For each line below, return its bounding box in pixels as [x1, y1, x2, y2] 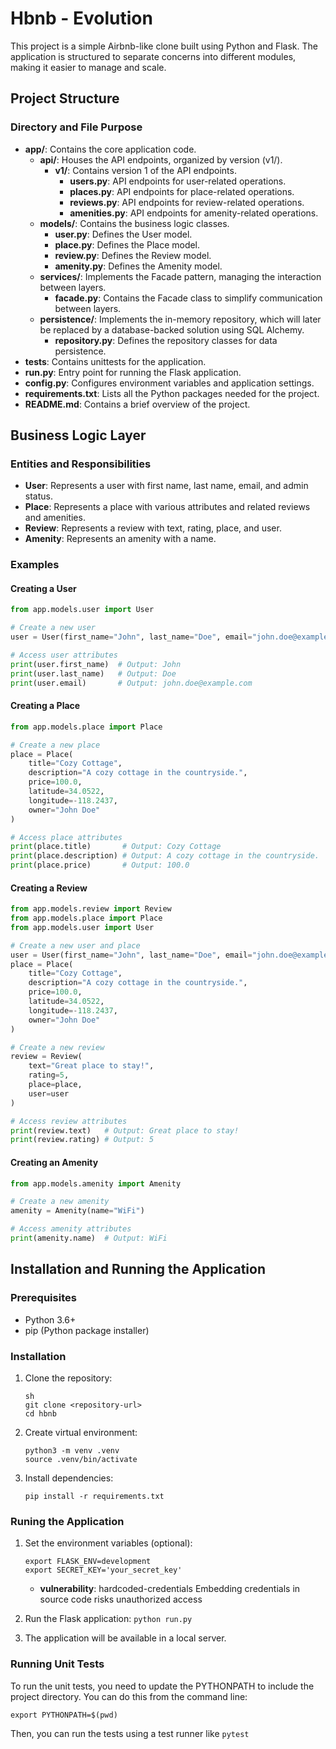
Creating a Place [10, 700, 81, 712]
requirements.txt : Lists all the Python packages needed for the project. [24, 387, 320, 399]
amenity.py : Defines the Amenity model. [54, 260, 223, 272]
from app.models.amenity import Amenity [10, 1178, 182, 1189]
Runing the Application [10, 1514, 125, 1528]
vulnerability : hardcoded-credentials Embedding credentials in [39, 1583, 301, 1595]
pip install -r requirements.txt [24, 1491, 165, 1501]
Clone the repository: [24, 1372, 113, 1384]
